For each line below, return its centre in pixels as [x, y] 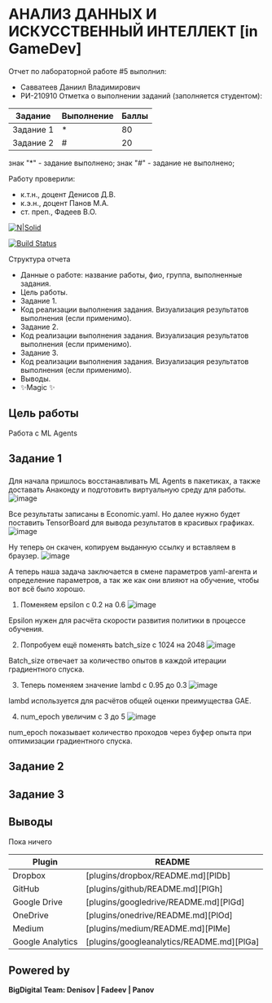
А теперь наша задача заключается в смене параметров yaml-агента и [133, 572]
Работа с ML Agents [43, 433]
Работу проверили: [42, 178]
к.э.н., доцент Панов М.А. [64, 203]
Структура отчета [39, 259]
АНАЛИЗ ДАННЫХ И [83, 14]
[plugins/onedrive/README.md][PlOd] [159, 915]
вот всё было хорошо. [47, 589]
